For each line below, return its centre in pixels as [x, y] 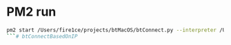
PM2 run [31, 12]
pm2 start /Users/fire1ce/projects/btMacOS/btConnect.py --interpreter [111, 30]
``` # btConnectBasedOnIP [42, 36]
